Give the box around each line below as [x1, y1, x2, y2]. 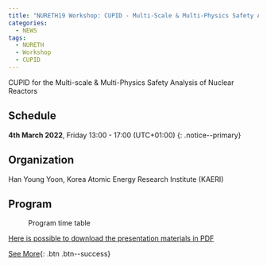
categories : [8, 19, 48, 27]
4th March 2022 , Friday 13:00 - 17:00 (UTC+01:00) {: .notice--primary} [8, 130, 242, 140]
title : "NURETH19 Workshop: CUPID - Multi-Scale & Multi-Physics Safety [8, 11, 254, 20]
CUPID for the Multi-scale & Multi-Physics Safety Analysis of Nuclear [8, 77, 234, 87]
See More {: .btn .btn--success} [8, 249, 111, 259]
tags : [8, 33, 26, 42]
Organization [8, 153, 74, 167]
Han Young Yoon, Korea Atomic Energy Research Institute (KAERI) [8, 174, 224, 183]
